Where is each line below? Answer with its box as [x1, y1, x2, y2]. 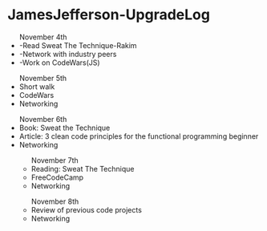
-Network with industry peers [18, 49, 117, 59]
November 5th [18, 73, 67, 83]
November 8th [30, 197, 79, 206]
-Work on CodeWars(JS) [18, 58, 101, 67]
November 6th [18, 114, 67, 124]
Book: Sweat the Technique [18, 123, 111, 132]
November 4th [18, 32, 67, 42]
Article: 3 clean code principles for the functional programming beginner [18, 131, 259, 141]
